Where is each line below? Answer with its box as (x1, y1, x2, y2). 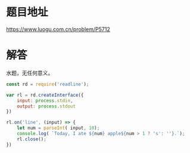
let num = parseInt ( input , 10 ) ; (17, 125, 100, 131)
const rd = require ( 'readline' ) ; (6, 81, 89, 87)
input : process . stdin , (17, 97, 73, 103)
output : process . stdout (17, 103, 76, 109)
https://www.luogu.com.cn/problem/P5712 (6, 25, 110, 33)
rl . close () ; (17, 136, 46, 142)
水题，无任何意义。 (6, 69, 54, 76)
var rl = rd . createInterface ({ (6, 92, 84, 98)
